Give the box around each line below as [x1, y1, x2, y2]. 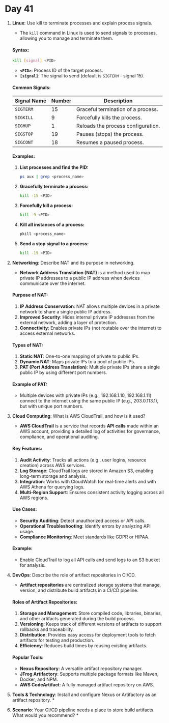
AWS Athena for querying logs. [19, 484, 85, 490]
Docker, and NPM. [19, 676, 58, 682]
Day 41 [5, 3, 34, 15]
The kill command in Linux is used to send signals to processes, [19, 30, 157, 36]
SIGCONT [14, 139, 34, 146]
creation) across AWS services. [19, 462, 86, 468]
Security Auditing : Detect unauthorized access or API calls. [19, 517, 146, 524]
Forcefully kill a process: [19, 203, 73, 209]
